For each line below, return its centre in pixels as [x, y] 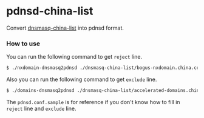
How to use [23, 44]
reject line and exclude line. [41, 108]
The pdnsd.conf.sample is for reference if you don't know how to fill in [93, 102]
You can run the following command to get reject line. [74, 57]
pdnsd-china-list [50, 11]
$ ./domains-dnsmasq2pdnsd [40, 91]
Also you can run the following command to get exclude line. [82, 79]
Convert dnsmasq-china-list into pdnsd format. [65, 28]
